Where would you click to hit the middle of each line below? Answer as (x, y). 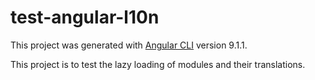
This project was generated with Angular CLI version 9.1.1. (129, 45)
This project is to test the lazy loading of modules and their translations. (158, 64)
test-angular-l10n (85, 17)
